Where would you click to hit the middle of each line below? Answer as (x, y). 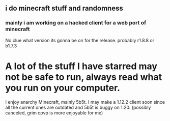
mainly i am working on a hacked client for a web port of (76, 23)
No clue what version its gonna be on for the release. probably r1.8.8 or (80, 40)
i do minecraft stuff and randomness (64, 8)
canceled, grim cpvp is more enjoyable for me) (54, 113)
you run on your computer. (63, 88)
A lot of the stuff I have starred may (81, 66)
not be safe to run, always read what (83, 77)
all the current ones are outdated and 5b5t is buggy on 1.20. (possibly (78, 107)
